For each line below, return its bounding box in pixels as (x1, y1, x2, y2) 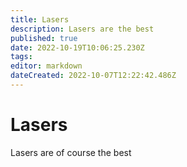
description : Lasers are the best (10, 24, 155, 34)
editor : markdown (10, 61, 83, 71)
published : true (10, 33, 78, 43)
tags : (10, 52, 33, 62)
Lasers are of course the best (10, 146, 132, 158)
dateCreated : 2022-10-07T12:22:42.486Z (10, 71, 177, 81)
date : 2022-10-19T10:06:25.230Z (10, 42, 145, 53)
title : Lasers (10, 14, 70, 25)
